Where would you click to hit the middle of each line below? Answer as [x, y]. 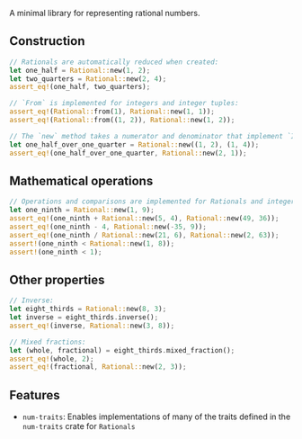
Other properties [57, 279]
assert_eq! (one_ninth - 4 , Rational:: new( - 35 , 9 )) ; [108, 227]
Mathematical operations [81, 180]
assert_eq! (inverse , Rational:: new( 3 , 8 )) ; [92, 326]
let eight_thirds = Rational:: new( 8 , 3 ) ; [88, 309]
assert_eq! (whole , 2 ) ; [52, 359]
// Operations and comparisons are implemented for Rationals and [136, 202]
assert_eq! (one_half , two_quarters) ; [80, 87]
